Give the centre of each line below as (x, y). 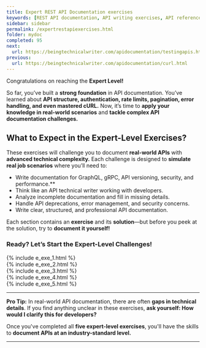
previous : (19, 58)
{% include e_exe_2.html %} (42, 264)
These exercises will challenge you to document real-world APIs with (94, 153)
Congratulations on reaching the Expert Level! (65, 81)
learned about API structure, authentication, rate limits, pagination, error (100, 99)
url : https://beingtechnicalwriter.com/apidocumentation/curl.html (100, 63)
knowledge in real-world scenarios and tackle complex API (83, 112)
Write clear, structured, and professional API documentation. (92, 210)
